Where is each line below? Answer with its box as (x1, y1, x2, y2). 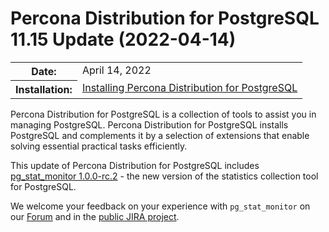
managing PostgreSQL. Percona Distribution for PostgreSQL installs (10, 118, 289, 131)
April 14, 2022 (81, 63, 152, 77)
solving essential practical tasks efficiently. (10, 140, 188, 152)
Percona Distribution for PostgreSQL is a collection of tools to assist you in (10, 108, 317, 120)
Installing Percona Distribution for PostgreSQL (81, 81, 298, 95)
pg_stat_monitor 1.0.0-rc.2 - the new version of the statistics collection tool (10, 170, 319, 182)
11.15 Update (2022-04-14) (10, 28, 237, 51)
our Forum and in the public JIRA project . (10, 210, 180, 222)
